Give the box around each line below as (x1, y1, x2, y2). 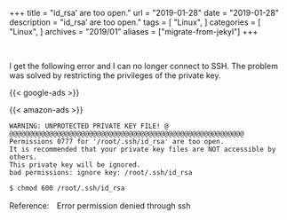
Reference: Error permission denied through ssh (9, 200, 191, 211)
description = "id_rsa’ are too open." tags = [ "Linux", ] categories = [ (9, 17, 261, 27)
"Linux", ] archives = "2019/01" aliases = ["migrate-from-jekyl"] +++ (9, 27, 259, 36)
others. (9, 153, 38, 161)
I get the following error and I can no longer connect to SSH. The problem (9, 61, 278, 71)
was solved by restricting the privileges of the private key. (9, 70, 221, 81)
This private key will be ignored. (9, 161, 141, 169)
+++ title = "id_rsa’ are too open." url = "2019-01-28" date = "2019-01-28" (9, 8, 280, 18)
